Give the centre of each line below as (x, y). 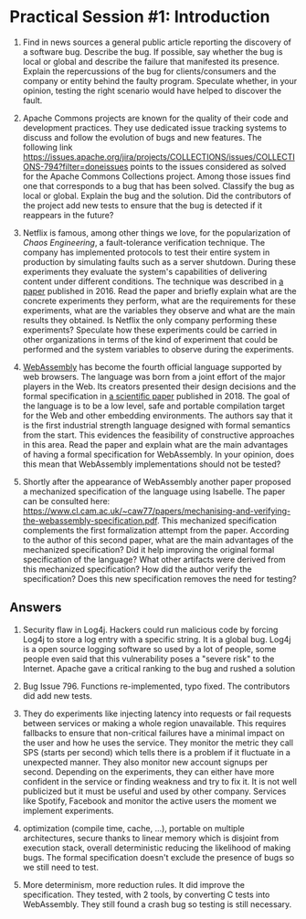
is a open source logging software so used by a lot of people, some (149, 649)
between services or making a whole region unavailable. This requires (154, 723)
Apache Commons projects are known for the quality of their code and (156, 118)
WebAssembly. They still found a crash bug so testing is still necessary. (157, 904)
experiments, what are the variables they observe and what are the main (158, 310)
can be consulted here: (66, 501)
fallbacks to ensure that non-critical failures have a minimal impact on (153, 733)
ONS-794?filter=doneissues (75, 166)
